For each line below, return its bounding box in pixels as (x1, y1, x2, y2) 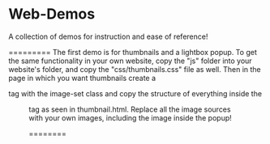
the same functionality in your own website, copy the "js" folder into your (8, 56, 253, 66)
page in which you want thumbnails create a (8, 73, 156, 83)
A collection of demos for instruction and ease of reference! (8, 32, 208, 41)
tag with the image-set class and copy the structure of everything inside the (8, 88, 262, 98)
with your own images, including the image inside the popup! (28, 112, 233, 122)
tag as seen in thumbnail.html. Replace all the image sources (28, 104, 231, 114)
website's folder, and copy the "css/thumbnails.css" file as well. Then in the (8, 64, 261, 74)
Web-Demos (8, 5, 96, 23)
